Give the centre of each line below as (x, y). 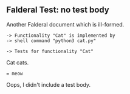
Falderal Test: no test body (58, 10)
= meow (15, 74)
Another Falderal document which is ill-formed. (65, 24)
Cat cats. (18, 62)
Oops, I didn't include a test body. (49, 84)
